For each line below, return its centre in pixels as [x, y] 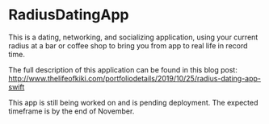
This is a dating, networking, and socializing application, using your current [133, 37]
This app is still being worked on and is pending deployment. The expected [133, 102]
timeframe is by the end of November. [71, 111]
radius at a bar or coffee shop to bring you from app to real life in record [128, 45]
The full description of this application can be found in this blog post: [123, 69]
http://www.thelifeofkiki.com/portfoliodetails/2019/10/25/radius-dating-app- [134, 78]
